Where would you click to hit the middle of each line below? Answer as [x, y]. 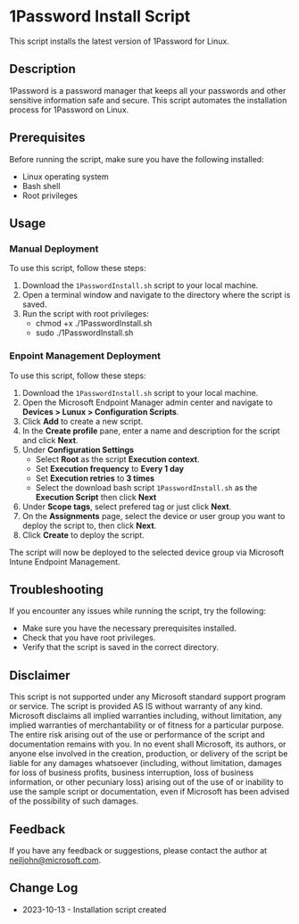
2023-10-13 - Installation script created [94, 909]
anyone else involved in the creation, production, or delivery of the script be [149, 754]
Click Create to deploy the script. [83, 535]
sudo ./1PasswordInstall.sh [84, 333]
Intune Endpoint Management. [65, 561]
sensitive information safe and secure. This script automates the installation [148, 100]
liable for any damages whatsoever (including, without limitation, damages [146, 763]
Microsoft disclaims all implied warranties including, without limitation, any [146, 716]
